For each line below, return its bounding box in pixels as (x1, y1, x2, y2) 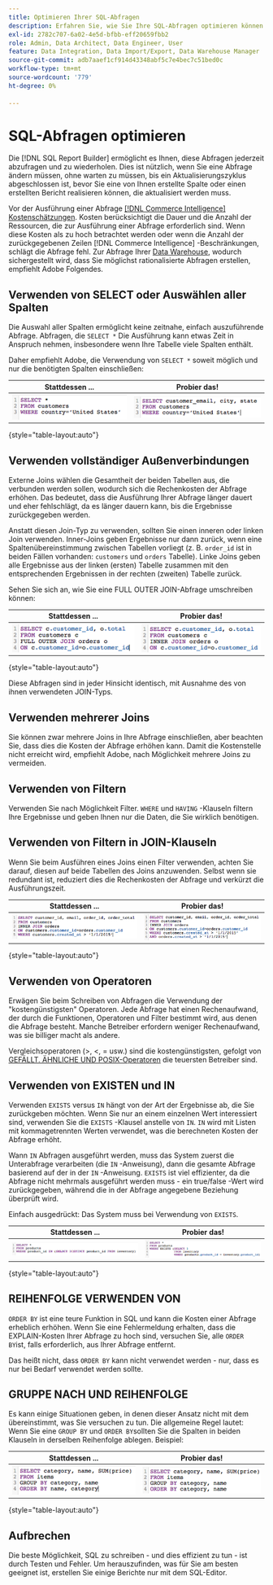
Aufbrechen (8, 1529, 71, 1543)
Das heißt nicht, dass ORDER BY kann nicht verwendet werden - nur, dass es (8, 1355, 259, 1365)
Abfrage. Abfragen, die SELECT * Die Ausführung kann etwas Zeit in (8, 331, 234, 341)
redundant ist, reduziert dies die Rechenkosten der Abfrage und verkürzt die (8, 874, 264, 884)
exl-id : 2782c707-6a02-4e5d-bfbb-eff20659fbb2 (8, 30, 169, 38)
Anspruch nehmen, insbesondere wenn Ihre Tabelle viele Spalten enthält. (8, 339, 253, 349)
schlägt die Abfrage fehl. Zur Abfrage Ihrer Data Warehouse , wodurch (8, 247, 242, 256)
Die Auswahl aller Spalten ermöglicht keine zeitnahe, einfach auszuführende (8, 322, 264, 332)
